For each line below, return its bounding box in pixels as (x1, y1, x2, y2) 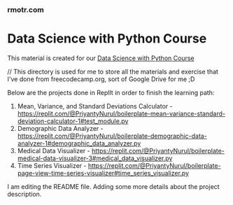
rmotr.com (7, 5, 44, 15)
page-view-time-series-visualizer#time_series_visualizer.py (17, 169, 190, 177)
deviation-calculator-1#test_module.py (17, 117, 129, 125)
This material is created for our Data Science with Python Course (7, 54, 195, 62)
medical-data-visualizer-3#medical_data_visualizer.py (17, 154, 173, 162)
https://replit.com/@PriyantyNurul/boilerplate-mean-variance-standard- (17, 109, 226, 118)
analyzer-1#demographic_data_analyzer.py (17, 139, 141, 148)
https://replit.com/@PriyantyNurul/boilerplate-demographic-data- (17, 132, 208, 140)
